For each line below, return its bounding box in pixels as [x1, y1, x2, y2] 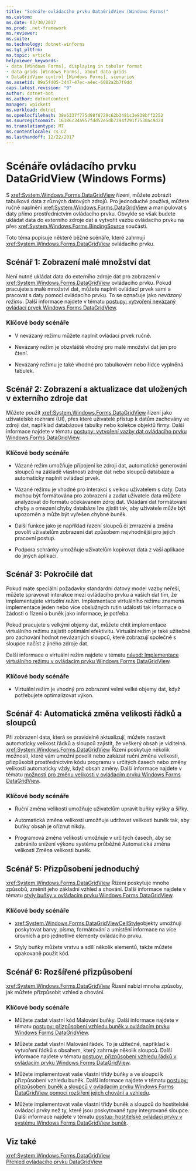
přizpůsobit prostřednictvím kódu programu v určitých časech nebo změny [6, 758, 187, 765]
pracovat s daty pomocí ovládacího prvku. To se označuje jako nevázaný [6, 291, 183, 298]
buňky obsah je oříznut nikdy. [14, 823, 86, 830]
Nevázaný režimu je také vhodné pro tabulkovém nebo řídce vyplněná [14, 361, 184, 368]
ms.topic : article [6, 52, 51, 58]
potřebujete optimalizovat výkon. [14, 692, 94, 699]
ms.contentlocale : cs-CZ [6, 129, 67, 135]
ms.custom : [6, 14, 33, 20]
